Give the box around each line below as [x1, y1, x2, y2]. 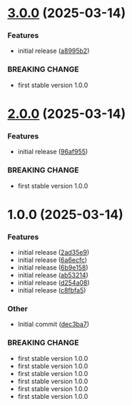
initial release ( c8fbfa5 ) [17, 286, 86, 295]
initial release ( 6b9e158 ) [17, 263, 88, 272]
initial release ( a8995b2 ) [17, 46, 90, 55]
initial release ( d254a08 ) [17, 278, 91, 287]
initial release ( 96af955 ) [17, 148, 88, 156]
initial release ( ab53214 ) [17, 271, 89, 280]
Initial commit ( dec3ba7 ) [17, 320, 90, 329]
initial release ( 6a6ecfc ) [17, 255, 88, 265]
